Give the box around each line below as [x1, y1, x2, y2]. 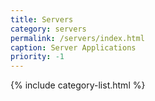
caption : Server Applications [10, 42, 137, 53]
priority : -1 [10, 52, 65, 62]
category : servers [10, 24, 87, 34]
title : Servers [10, 14, 74, 25]
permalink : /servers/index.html [10, 33, 145, 43]
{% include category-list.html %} [10, 79, 146, 91]
